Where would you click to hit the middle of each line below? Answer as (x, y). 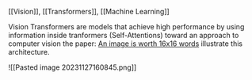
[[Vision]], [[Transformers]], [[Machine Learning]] (89, 11)
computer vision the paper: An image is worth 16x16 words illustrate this (126, 44)
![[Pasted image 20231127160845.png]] (73, 67)
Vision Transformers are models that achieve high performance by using (126, 27)
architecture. (29, 52)
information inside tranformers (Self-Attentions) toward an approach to (124, 35)
